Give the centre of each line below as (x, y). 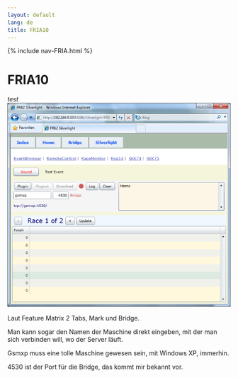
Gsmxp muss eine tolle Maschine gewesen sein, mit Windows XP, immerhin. (118, 353)
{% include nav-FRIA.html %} (50, 51)
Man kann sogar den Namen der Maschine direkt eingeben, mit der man (112, 332)
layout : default (31, 15)
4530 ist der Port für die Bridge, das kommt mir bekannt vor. (95, 367)
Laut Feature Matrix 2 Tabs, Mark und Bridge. (74, 318)
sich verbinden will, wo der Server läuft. (65, 340)
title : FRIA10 (28, 30)
